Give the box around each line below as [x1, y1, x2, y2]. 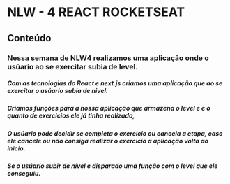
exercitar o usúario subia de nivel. [7, 87, 108, 95]
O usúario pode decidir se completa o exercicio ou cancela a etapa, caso [7, 129, 223, 137]
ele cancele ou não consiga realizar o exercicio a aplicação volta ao [7, 136, 209, 145]
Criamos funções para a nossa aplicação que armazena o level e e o [7, 104, 210, 113]
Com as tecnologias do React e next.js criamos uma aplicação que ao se [7, 79, 223, 87]
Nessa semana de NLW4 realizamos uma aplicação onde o [7, 53, 209, 63]
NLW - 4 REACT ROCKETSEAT [7, 4, 185, 20]
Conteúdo [7, 32, 52, 44]
